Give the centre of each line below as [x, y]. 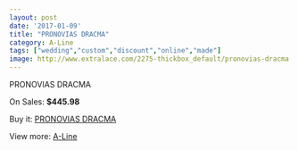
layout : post [33, 17]
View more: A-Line [43, 136]
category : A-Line [41, 42]
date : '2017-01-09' [46, 26]
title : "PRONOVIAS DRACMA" [59, 34]
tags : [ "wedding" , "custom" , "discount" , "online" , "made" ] [115, 51]
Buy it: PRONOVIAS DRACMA [63, 119]
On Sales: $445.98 [45, 102]
